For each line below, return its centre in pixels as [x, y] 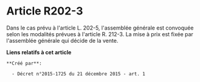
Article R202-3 [45, 11]
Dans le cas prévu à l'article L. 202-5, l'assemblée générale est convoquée [100, 28]
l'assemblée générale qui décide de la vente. [62, 40]
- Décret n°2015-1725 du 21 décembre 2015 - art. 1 [79, 74]
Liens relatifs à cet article [39, 52]
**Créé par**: [24, 63]
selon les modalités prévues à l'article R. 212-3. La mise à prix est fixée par [100, 34]
